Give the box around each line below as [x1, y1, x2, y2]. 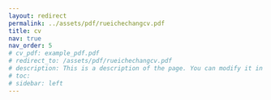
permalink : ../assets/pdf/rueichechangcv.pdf [8, 19, 165, 27]
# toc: [8, 72, 31, 80]
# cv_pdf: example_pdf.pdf [8, 49, 100, 57]
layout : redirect [8, 11, 67, 20]
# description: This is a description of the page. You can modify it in [8, 65, 264, 73]
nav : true [8, 34, 42, 43]
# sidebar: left [8, 79, 63, 87]
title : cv [8, 27, 42, 35]
